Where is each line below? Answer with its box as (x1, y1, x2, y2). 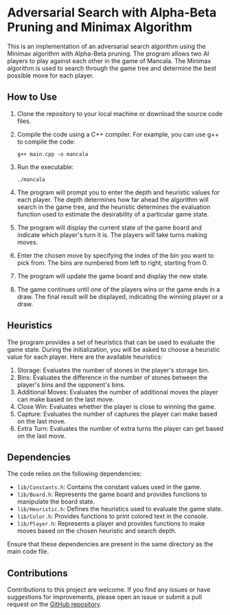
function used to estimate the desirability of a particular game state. (16, 210, 209, 218)
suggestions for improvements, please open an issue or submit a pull (7, 593, 203, 601)
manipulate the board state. (16, 497, 95, 506)
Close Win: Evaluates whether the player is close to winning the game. (16, 402, 216, 410)
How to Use (7, 91, 58, 103)
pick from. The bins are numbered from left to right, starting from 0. (16, 258, 208, 267)
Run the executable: (16, 163, 74, 171)
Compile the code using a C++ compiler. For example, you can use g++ (16, 130, 220, 138)
